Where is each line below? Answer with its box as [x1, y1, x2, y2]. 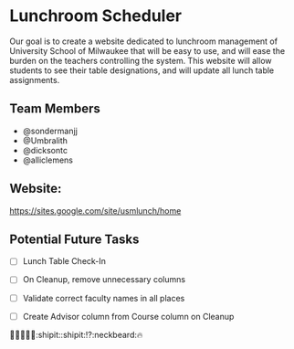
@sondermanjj [22, 125, 78, 136]
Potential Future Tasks [9, 231, 140, 247]
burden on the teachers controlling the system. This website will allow [9, 55, 272, 66]
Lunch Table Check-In [22, 256, 107, 267]
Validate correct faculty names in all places [22, 292, 185, 303]
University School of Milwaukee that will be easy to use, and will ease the [9, 45, 286, 56]
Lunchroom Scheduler [9, 5, 183, 26]
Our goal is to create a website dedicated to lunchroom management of [9, 36, 278, 47]
